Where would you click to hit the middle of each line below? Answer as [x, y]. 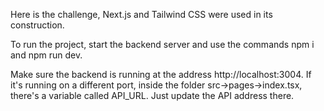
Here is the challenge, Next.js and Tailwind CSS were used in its [141, 14]
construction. [37, 25]
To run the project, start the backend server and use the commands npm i [162, 44]
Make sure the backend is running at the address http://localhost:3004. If [161, 74]
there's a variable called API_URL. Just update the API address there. [152, 95]
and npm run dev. [46, 55]
